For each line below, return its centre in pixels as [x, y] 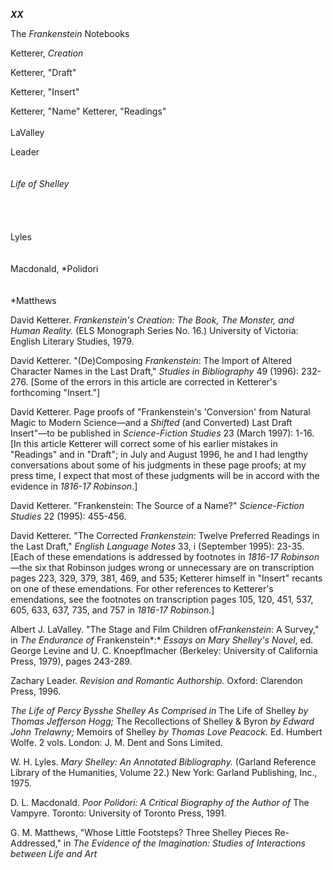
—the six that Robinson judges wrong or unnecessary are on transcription [162, 567]
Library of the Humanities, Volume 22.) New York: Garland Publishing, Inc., [164, 772]
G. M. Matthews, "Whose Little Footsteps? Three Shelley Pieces [141, 832]
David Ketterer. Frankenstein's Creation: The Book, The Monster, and [152, 320]
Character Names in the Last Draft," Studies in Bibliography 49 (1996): [155, 371]
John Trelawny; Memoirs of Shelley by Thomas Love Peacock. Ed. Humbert [166, 732]
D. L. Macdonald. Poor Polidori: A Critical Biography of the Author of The [160, 802]
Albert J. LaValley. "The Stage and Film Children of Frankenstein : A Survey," [165, 629]
